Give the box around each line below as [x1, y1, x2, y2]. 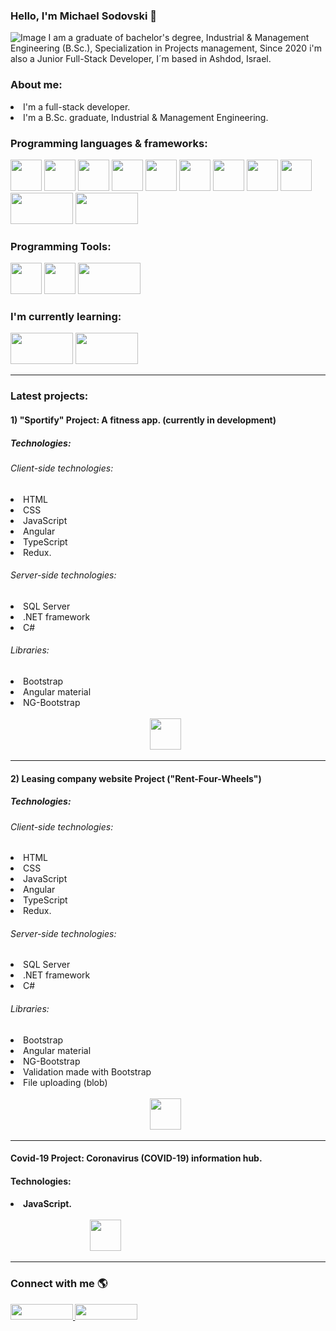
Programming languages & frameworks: [10, 136, 208, 150]
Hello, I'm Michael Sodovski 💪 [10, 9, 157, 23]
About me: [10, 78, 63, 92]
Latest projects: [10, 389, 89, 403]
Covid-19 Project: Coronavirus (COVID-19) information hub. [10, 1152, 263, 1164]
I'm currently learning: [10, 310, 122, 324]
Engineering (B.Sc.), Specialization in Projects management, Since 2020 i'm [10, 42, 322, 54]
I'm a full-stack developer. [23, 100, 131, 113]
